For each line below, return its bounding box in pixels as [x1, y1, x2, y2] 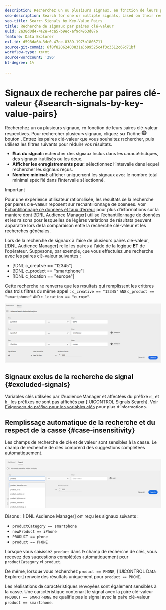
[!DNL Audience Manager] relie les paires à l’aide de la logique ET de [5, 243, 145, 249]
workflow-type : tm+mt [5, 50, 50, 54]
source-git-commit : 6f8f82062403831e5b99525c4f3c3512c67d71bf [5, 45, 136, 50]
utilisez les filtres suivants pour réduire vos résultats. [5, 141, 113, 147]
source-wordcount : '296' [5, 55, 56, 60]
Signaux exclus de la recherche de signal [5, 373, 134, 381]
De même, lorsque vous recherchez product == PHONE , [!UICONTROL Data [5, 568, 156, 574]
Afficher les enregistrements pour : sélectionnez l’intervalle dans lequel [12, 161, 159, 167]
